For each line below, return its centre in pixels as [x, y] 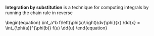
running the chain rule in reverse [39, 13]
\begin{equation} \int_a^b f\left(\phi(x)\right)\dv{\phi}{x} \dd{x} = [73, 23]
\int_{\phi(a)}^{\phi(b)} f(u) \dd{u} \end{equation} [56, 28]
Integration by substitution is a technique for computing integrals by [77, 7]
